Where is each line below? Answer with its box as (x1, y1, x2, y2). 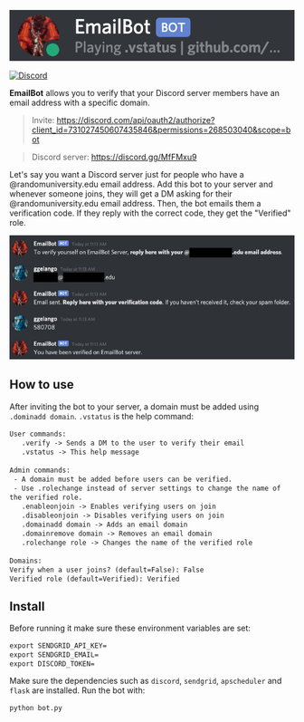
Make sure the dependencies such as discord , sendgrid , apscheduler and (9, 676, 282, 687)
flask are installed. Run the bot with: (9, 685, 146, 696)
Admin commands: (9, 466, 71, 475)
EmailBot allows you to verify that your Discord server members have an (9, 88, 280, 99)
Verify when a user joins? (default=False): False (9, 565, 204, 574)
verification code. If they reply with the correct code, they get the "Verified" (9, 207, 291, 218)
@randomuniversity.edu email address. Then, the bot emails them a (9, 198, 261, 209)
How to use (9, 377, 74, 392)
